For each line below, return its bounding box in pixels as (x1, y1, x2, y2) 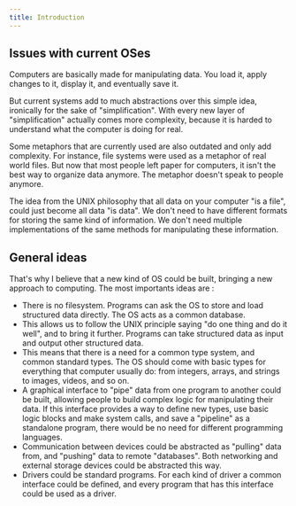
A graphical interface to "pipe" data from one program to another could (21, 385, 282, 395)
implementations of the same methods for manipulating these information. (9, 224, 279, 235)
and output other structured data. (21, 338, 144, 348)
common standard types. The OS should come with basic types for (21, 356, 267, 368)
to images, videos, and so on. (21, 376, 130, 386)
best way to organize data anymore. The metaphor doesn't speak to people (9, 169, 285, 180)
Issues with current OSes (9, 46, 151, 61)
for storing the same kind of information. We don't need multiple (9, 214, 243, 226)
